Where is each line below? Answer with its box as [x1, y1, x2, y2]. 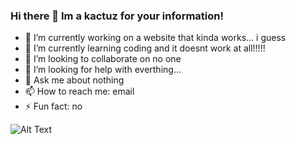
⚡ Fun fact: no [24, 100, 83, 113]
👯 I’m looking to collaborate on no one [24, 53, 182, 65]
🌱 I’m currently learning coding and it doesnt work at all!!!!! [24, 42, 266, 54]
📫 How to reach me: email [24, 85, 135, 98]
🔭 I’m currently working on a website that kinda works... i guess [24, 32, 287, 44]
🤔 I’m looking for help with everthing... [24, 64, 182, 76]
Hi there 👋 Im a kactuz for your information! [10, 9, 225, 23]
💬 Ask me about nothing [24, 74, 125, 86]
